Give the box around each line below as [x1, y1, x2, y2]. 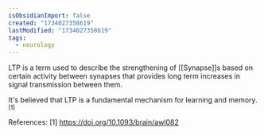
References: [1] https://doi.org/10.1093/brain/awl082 [8, 118, 179, 127]
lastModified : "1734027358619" [8, 26, 112, 34]
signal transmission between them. [8, 80, 123, 90]
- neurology [15, 41, 56, 49]
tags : [8, 33, 26, 42]
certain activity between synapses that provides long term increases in [8, 71, 241, 81]
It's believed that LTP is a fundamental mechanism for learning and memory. [8, 95, 258, 105]
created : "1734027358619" [8, 19, 94, 27]
